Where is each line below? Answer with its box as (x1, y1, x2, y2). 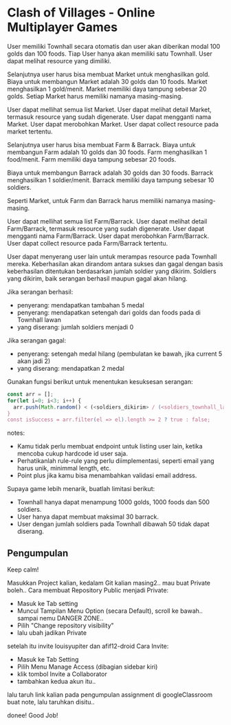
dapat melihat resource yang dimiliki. (7, 56, 111, 65)
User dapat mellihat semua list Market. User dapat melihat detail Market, (7, 105, 212, 113)
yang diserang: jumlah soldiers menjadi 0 (16, 323, 134, 331)
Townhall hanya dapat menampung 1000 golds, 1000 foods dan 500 (16, 498, 210, 506)
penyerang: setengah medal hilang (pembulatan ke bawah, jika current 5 (16, 349, 223, 358)
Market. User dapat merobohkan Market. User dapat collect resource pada (7, 120, 219, 128)
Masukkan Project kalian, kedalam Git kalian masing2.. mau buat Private (7, 579, 211, 587)
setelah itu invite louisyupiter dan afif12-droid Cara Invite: (7, 642, 169, 651)
